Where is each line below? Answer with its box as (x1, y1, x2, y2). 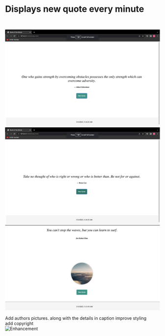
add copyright (5, 320, 33, 326)
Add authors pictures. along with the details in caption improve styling (5, 315, 147, 321)
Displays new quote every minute (5, 3, 144, 15)
